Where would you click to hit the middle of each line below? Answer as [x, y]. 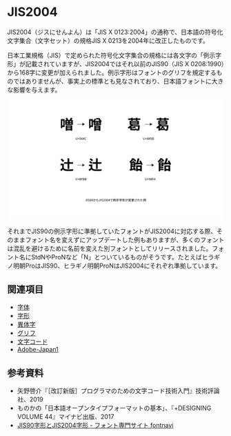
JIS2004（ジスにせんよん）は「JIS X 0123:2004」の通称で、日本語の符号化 [115, 32]
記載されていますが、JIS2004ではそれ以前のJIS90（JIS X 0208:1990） [125, 63]
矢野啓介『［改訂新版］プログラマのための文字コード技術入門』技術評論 [118, 391]
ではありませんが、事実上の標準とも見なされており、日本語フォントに [112, 81]
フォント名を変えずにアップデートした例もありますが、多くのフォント [125, 239]
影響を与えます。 [37, 90]
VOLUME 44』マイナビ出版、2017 [66, 417]
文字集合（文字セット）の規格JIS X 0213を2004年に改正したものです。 [108, 40]
